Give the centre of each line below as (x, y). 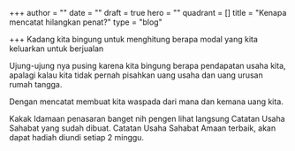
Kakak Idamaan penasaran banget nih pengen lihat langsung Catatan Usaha (147, 119)
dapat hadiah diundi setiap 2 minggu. (76, 137)
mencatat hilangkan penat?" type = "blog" (86, 22)
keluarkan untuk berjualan (57, 49)
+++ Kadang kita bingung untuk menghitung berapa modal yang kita (134, 39)
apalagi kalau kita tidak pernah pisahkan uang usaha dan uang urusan (136, 75)
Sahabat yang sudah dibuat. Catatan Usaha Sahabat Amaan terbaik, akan (143, 128)
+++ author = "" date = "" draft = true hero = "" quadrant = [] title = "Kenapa (148, 13)
